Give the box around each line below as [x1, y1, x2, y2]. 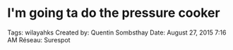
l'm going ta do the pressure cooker [7, 5, 220, 21]
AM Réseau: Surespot [7, 35, 71, 44]
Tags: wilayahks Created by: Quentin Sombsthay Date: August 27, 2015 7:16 [7, 28, 227, 37]
